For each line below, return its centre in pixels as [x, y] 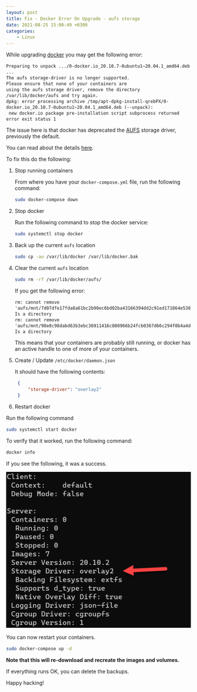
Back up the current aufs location [55, 245]
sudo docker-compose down [46, 200]
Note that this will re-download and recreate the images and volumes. [93, 660]
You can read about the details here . [50, 148]
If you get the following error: [50, 291]
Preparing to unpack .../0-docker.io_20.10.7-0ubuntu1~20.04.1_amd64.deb [98, 66]
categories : [21, 31]
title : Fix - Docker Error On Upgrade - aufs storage [73, 19]
